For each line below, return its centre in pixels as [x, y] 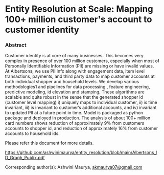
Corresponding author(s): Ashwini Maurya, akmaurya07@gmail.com [74, 167]
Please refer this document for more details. [49, 143]
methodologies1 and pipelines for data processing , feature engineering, [78, 87]
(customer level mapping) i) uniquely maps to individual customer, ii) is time [81, 102]
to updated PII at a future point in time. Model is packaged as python [74, 113]
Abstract [16, 45]
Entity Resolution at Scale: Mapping [79, 9]
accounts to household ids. [32, 133]
